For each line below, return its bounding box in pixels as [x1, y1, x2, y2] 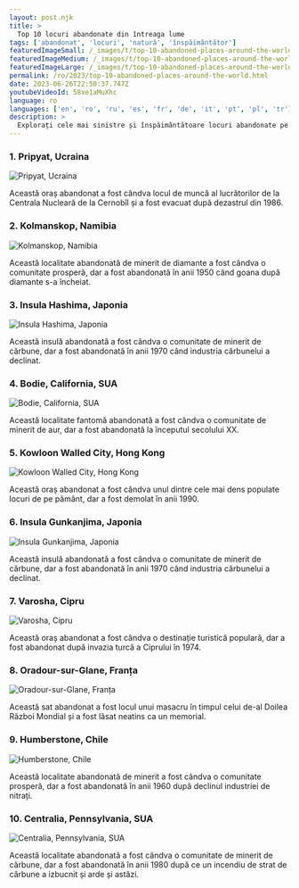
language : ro [9, 95, 58, 105]
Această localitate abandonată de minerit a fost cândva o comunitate [9, 771, 263, 782]
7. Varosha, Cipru [9, 594, 85, 607]
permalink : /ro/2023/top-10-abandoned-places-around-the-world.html [9, 71, 269, 80]
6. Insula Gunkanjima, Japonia [9, 516, 142, 528]
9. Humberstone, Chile [9, 734, 109, 746]
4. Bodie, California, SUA [9, 377, 118, 389]
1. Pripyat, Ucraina [9, 150, 90, 162]
